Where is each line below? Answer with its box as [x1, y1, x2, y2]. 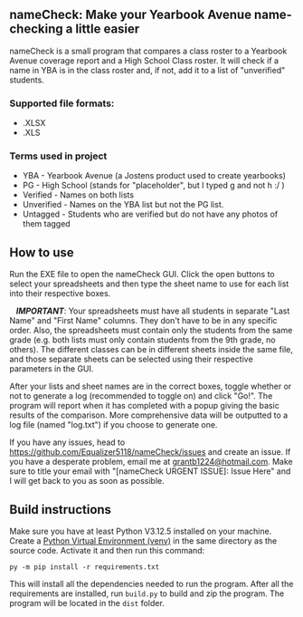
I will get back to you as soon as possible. [9, 476, 165, 487]
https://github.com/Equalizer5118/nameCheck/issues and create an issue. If [9, 447, 291, 458]
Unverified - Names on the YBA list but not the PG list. [22, 199, 224, 210]
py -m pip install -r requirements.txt [9, 563, 160, 572]
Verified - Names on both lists [22, 189, 134, 200]
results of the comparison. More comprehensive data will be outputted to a [9, 410, 289, 420]
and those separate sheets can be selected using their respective [9, 353, 253, 365]
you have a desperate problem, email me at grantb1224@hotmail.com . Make [9, 457, 293, 468]
